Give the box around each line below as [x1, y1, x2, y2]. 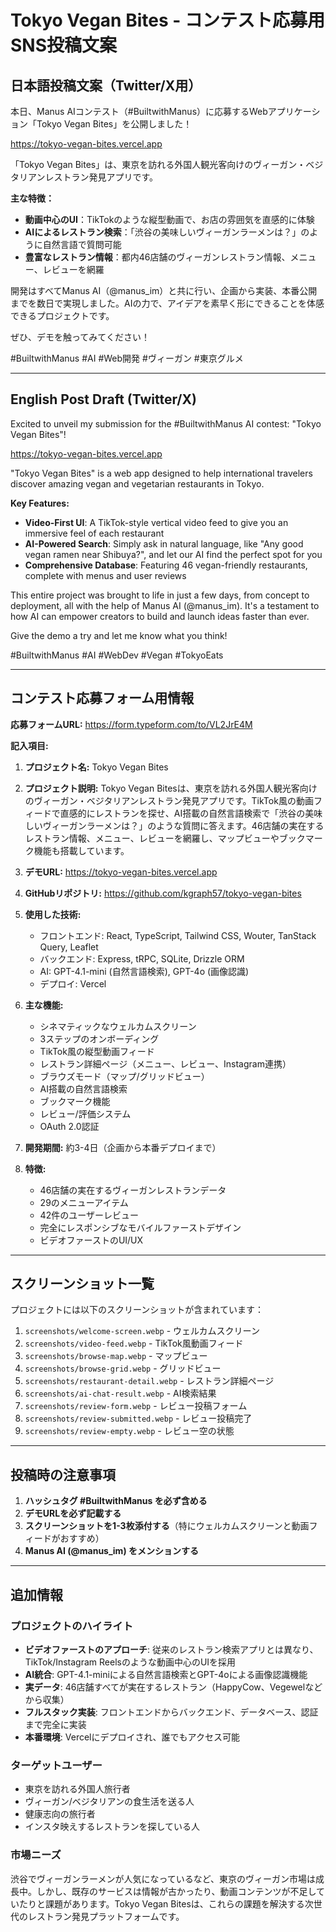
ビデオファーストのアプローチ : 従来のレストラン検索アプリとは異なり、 [24, 1643, 319, 1655]
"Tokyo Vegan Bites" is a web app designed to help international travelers [10, 467, 313, 479]
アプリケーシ [267, 106, 321, 117]
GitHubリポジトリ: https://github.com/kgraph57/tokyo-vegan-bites [24, 887, 302, 899]
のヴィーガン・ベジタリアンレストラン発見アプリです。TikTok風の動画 [24, 794, 314, 806]
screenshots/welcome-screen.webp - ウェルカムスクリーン [24, 1325, 260, 1337]
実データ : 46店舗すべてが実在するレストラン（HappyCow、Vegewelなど [24, 1681, 323, 1693]
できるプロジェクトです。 [10, 310, 115, 321]
